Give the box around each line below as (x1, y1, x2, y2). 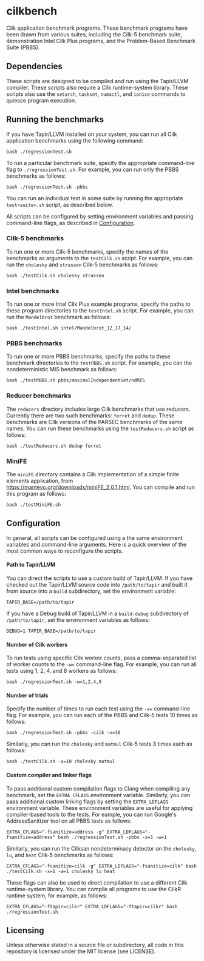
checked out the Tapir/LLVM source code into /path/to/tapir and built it (6, 581, 188, 588)
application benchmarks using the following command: (6, 137, 144, 144)
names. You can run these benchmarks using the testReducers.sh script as (6, 425, 194, 432)
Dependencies (6, 61, 63, 72)
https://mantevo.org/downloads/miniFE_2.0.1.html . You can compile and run (6, 484, 195, 491)
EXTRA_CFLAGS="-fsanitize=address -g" (6, 829, 104, 835)
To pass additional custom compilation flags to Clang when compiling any (6, 784, 191, 792)
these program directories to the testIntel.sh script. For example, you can (6, 307, 194, 314)
